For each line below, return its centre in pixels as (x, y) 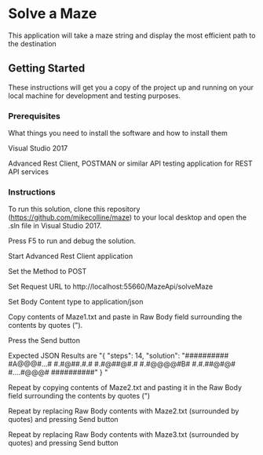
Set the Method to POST (47, 271)
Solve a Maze (53, 14)
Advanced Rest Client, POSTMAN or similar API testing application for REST (130, 164)
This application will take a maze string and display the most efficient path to (132, 35)
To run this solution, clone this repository (74, 209)
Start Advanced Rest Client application (71, 257)
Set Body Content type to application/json (76, 302)
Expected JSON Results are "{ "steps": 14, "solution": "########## (119, 356)
